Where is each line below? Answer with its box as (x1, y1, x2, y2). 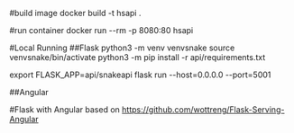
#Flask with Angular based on (9, 104, 120, 115)
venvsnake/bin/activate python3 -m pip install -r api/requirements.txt (9, 52, 266, 62)
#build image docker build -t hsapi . (9, 8, 142, 18)
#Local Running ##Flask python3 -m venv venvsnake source (9, 42, 235, 53)
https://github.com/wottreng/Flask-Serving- (121, 104, 285, 115)
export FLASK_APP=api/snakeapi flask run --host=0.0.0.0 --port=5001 (9, 69, 271, 80)
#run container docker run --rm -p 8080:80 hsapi (9, 25, 194, 35)
